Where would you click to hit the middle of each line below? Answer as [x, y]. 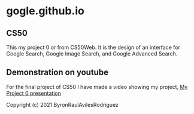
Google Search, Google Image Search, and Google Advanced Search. [92, 54]
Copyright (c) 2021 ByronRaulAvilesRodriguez [62, 104]
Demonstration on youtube [57, 73]
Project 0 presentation [34, 93]
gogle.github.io [46, 11]
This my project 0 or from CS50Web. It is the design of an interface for [93, 47]
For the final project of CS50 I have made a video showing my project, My [97, 87]
